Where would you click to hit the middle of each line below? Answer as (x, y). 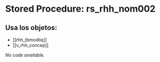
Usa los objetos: (31, 28)
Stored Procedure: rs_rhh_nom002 (81, 9)
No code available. (25, 55)
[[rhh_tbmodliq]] (30, 40)
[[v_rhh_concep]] (30, 45)
